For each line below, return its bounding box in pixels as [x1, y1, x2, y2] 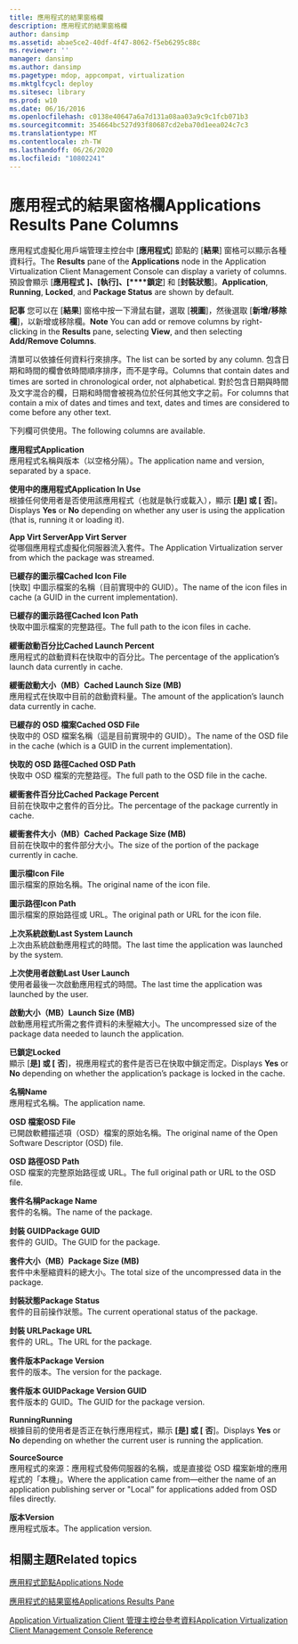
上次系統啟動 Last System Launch [9, 928, 133, 939]
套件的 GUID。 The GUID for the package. [9, 1237, 160, 1247]
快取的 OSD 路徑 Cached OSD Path [9, 759, 136, 770]
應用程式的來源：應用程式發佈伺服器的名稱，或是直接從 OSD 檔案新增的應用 [9, 1463, 287, 1474]
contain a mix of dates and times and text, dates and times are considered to [9, 397, 290, 408]
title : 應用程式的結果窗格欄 [9, 12, 104, 22]
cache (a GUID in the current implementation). [9, 592, 179, 602]
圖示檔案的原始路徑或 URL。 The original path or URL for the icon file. [9, 910, 262, 920]
